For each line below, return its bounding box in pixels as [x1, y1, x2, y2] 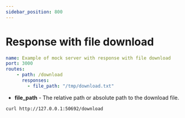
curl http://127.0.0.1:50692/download [5, 105, 103, 112]
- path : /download [16, 72, 63, 78]
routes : [5, 66, 25, 73]
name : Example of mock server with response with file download [5, 55, 171, 61]
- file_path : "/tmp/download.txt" [27, 83, 114, 89]
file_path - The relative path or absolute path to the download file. [14, 94, 180, 101]
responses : [21, 77, 50, 84]
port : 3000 [5, 61, 33, 67]
